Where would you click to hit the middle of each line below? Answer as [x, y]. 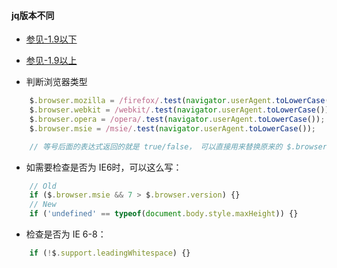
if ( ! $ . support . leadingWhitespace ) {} [110, 253]
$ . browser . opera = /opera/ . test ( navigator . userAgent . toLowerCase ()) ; [177, 119]
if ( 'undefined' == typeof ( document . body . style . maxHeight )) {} [164, 214]
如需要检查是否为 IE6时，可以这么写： [104, 167]
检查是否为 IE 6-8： [66, 234]
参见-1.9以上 [51, 61]
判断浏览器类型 [56, 82]
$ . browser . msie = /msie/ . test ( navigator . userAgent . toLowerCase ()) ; [172, 128]
